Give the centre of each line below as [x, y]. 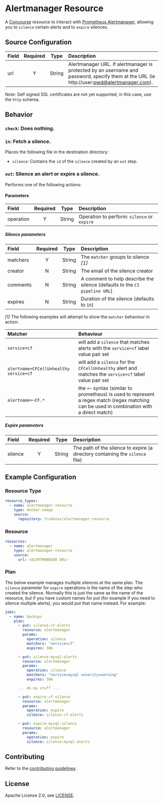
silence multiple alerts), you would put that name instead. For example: [76, 603]
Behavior [19, 115]
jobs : [10, 612]
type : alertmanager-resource [43, 550]
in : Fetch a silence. [28, 141]
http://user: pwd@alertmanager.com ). [111, 82]
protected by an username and [103, 70]
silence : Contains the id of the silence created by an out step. [75, 161]
